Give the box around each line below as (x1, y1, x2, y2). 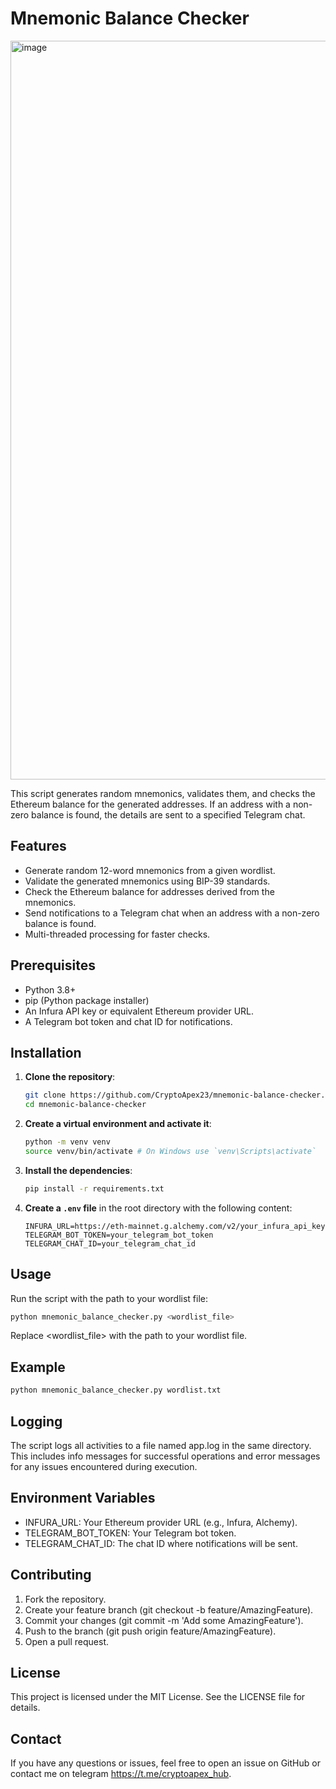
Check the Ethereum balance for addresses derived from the (24, 885, 275, 897)
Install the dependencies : (24, 1164, 133, 1176)
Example (10, 1358, 66, 1376)
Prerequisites (10, 957, 96, 974)
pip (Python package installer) (24, 994, 150, 1006)
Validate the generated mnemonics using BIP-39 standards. (24, 875, 271, 887)
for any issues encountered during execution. (10, 1460, 198, 1472)
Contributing (10, 1567, 92, 1584)
